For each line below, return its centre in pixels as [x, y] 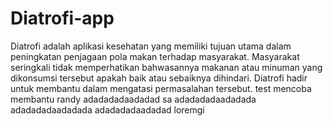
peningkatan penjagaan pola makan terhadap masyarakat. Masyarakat [155, 56]
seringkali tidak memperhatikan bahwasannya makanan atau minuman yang [166, 67]
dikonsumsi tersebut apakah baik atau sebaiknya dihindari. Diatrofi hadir [159, 78]
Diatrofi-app [62, 18]
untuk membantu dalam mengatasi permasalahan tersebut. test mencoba [161, 88]
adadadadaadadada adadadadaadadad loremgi [107, 109]
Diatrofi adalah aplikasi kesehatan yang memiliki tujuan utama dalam [151, 46]
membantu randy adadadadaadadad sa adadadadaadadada [133, 99]
